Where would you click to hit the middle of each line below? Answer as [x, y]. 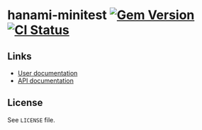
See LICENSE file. [31, 119]
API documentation [46, 81]
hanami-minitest [57, 15]
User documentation [47, 73]
